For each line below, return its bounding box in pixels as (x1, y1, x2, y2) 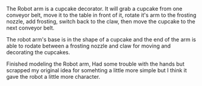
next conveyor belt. (6, 24, 55, 31)
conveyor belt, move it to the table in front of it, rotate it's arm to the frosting (6, 11, 197, 19)
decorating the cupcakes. (6, 49, 70, 56)
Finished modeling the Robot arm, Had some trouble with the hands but (6, 60, 185, 67)
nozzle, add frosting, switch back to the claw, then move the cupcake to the (6, 18, 196, 25)
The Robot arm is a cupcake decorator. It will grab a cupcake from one (6, 5, 183, 12)
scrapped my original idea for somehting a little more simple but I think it (6, 67, 187, 74)
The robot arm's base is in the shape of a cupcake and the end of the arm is (6, 36, 196, 43)
